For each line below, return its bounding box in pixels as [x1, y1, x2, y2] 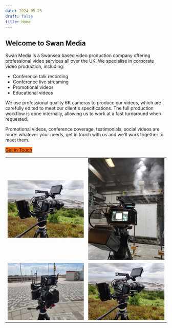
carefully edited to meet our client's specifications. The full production [5, 105, 154, 112]
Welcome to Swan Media [5, 39, 86, 47]
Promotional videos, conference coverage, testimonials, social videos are [5, 126, 160, 132]
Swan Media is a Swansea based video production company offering [5, 52, 150, 59]
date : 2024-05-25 [5, 8, 42, 13]
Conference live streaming [12, 79, 69, 85]
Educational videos [12, 90, 53, 96]
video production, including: [5, 63, 64, 69]
